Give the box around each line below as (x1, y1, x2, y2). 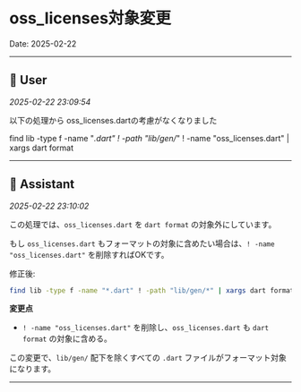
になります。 (9, 363, 56, 374)
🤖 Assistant (9, 176, 74, 192)
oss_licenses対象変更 (9, 8, 172, 29)
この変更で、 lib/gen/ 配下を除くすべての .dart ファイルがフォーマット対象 (9, 353, 287, 363)
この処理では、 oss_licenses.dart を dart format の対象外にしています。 (9, 218, 277, 229)
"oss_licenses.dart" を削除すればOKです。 (9, 249, 169, 260)
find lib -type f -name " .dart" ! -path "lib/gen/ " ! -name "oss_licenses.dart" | (9, 132, 289, 143)
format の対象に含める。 (21, 333, 112, 345)
